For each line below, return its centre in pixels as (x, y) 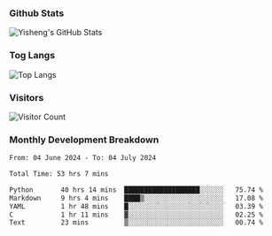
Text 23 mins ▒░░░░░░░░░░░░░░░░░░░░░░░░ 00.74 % (136, 223)
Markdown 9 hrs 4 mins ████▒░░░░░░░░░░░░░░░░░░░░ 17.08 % (136, 198)
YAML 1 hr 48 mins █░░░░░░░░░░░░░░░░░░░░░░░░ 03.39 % (136, 206)
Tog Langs (32, 56)
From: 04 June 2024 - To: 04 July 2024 (83, 158)
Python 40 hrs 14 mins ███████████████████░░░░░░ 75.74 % (136, 190)
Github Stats (37, 13)
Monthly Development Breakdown (84, 140)
